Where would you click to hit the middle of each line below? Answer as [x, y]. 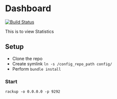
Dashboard [28, 9]
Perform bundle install [37, 69]
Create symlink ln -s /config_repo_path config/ [62, 63]
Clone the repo [27, 59]
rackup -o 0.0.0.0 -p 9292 [33, 92]
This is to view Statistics [29, 31]
